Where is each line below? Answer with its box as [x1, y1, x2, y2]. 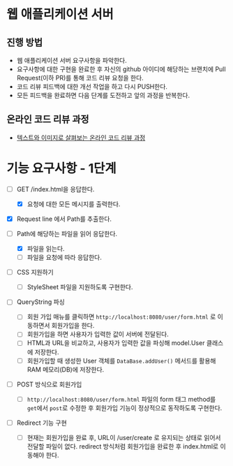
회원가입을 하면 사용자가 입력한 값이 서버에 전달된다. [27, 330, 169, 339]
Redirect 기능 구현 [16, 418, 67, 427]
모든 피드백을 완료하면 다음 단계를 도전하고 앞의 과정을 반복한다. [16, 92, 190, 99]
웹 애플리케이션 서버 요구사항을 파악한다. [16, 57, 127, 64]
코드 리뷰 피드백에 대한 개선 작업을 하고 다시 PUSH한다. [16, 82, 168, 91]
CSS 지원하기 [16, 268, 54, 277]
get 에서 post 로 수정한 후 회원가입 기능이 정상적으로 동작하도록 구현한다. [27, 403, 223, 412]
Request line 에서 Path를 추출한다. [16, 214, 112, 223]
